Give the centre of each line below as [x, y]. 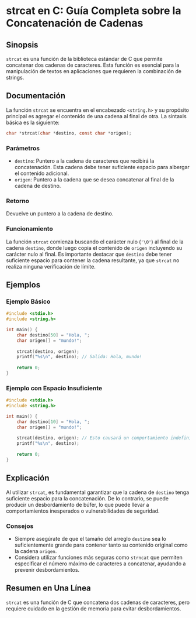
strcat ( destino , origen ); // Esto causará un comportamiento [92, 438]
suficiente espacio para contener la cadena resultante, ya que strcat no [93, 260]
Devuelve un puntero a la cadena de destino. [60, 214]
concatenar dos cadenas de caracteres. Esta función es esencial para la [93, 65]
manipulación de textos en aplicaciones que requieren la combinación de [94, 71]
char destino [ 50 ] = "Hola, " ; [53, 335]
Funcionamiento [30, 229]
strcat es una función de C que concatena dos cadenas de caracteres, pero [98, 602]
